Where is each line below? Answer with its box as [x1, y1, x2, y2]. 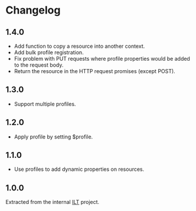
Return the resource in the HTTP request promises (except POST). [14, 68, 175, 74]
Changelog [5, 4, 61, 17]
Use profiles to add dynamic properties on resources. [14, 166, 145, 173]
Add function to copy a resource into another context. [14, 42, 145, 50]
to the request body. [14, 61, 64, 68]
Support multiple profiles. [14, 100, 76, 107]
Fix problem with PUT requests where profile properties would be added [14, 55, 190, 62]
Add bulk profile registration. [14, 49, 84, 56]
